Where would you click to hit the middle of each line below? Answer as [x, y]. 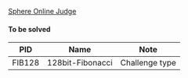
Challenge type [148, 63]
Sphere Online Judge [42, 11]
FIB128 [26, 63]
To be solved [29, 29]
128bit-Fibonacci [80, 63]
